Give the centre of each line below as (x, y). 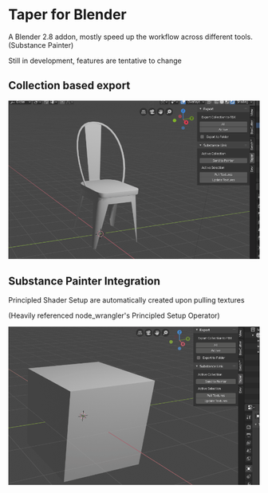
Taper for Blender (67, 15)
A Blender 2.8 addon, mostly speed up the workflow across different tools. (130, 37)
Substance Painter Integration (85, 281)
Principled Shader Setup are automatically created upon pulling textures (126, 300)
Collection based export (69, 86)
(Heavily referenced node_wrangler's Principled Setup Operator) (114, 315)
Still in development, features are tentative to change (95, 61)
